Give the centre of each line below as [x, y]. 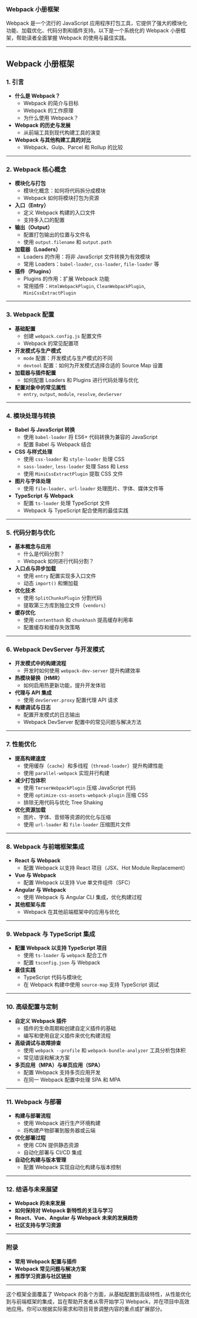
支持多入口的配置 [44, 220]
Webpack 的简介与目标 [51, 103]
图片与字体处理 [33, 481]
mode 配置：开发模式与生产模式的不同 [68, 358]
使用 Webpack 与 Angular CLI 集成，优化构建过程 [83, 897]
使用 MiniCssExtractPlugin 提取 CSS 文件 [73, 474]
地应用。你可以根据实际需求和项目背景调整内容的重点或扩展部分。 [86, 1309]
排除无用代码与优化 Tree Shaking [63, 802]
